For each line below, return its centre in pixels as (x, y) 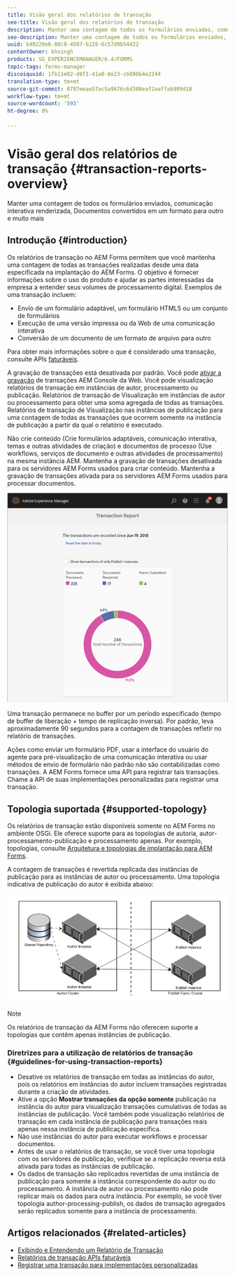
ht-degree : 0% (28, 111)
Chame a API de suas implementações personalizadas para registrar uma (113, 780)
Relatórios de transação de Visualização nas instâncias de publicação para (115, 410)
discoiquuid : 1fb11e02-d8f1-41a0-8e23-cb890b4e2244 (84, 74)
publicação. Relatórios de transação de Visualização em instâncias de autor (116, 395)
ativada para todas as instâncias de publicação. (86, 1167)
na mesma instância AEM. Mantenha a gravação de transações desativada (115, 460)
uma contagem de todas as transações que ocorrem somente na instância (114, 417)
